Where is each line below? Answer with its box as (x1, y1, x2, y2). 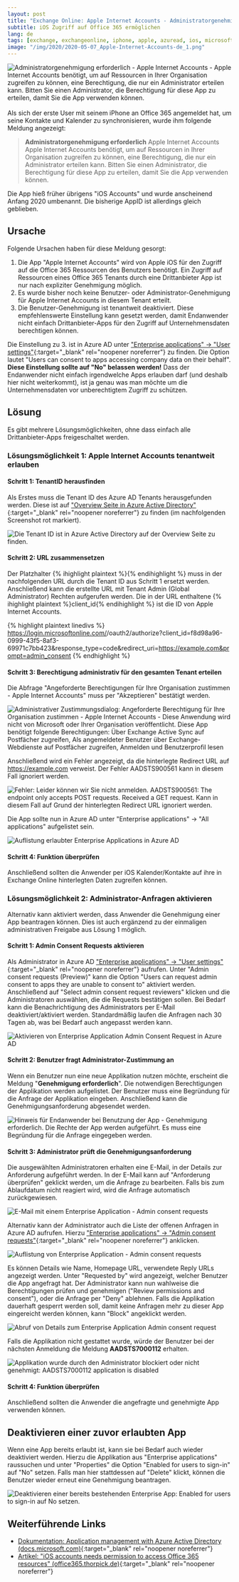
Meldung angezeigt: (7, 124, 66, 132)
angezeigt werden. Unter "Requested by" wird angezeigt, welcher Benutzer (7, 1272, 228, 1280)
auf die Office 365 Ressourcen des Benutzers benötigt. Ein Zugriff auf (17, 265, 223, 274)
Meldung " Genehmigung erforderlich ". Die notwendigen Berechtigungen (7, 1079, 223, 1088)
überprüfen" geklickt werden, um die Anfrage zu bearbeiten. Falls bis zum (7, 1178, 225, 1187)
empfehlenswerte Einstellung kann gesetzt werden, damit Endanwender (17, 311, 229, 320)
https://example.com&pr (159, 644, 230, 652)
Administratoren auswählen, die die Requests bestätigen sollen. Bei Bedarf (7, 995, 226, 1003)
